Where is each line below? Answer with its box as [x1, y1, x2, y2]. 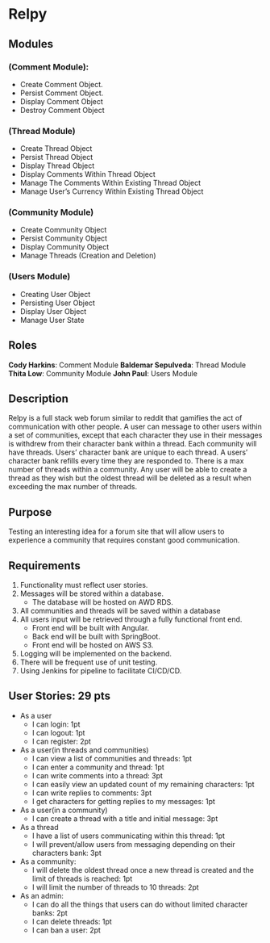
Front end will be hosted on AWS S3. [31, 640, 154, 650]
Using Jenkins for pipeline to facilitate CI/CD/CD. [19, 666, 182, 676]
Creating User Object [19, 289, 91, 299]
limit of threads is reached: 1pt [31, 874, 133, 883]
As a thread [19, 822, 59, 832]
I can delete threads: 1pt [31, 916, 113, 926]
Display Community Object [19, 242, 110, 252]
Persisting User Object [19, 298, 95, 308]
